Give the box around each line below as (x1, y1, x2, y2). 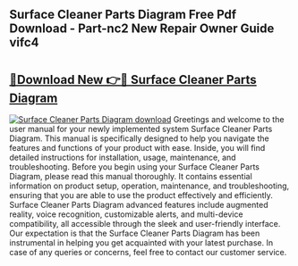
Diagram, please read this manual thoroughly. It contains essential (9, 171, 252, 181)
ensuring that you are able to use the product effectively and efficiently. (9, 190, 273, 200)
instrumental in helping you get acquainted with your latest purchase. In (9, 237, 274, 248)
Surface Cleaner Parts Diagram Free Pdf (9, 7, 237, 22)
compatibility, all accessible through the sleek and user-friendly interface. (9, 219, 281, 229)
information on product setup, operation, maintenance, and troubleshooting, (9, 180, 290, 191)
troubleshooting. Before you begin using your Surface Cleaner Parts (9, 162, 260, 172)
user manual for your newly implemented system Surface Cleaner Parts (9, 124, 273, 134)
